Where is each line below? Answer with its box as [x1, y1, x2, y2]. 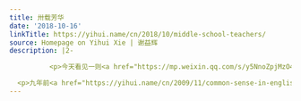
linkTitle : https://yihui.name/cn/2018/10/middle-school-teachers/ [9, 29, 267, 38]
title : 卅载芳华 [9, 13, 64, 22]
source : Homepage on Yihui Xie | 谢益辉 [9, 38, 159, 47]
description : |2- [9, 46, 74, 55]
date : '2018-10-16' [9, 21, 82, 30]
